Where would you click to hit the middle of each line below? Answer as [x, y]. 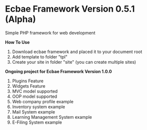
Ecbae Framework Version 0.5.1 [70, 9]
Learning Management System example [52, 117]
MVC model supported [35, 91]
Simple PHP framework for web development [50, 33]
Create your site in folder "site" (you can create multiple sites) [74, 62]
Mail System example [33, 112]
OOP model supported [35, 96]
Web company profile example [43, 101]
